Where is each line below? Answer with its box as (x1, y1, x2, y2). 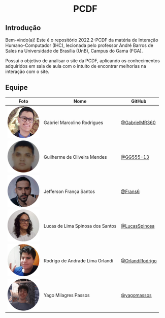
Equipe (5, 83, 28, 92)
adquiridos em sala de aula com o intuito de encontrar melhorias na (5, 63, 146, 69)
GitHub (131, 98, 147, 105)
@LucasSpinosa (121, 223, 155, 229)
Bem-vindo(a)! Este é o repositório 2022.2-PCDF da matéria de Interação (5, 37, 158, 43)
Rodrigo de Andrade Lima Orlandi (44, 257, 113, 263)
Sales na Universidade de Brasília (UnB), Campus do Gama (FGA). (5, 48, 143, 54)
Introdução (5, 23, 41, 32)
